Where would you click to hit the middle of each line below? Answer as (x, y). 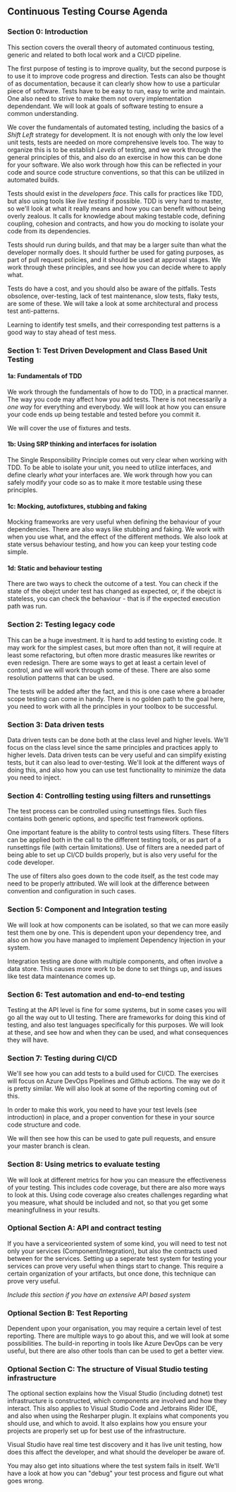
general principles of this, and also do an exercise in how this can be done (115, 157)
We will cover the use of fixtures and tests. (69, 428)
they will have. (28, 1040)
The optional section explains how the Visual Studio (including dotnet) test (115, 1393)
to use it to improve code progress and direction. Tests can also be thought (116, 76)
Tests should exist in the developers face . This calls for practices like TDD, (115, 193)
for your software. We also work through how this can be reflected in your (114, 165)
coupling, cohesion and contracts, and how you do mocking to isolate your (116, 223)
